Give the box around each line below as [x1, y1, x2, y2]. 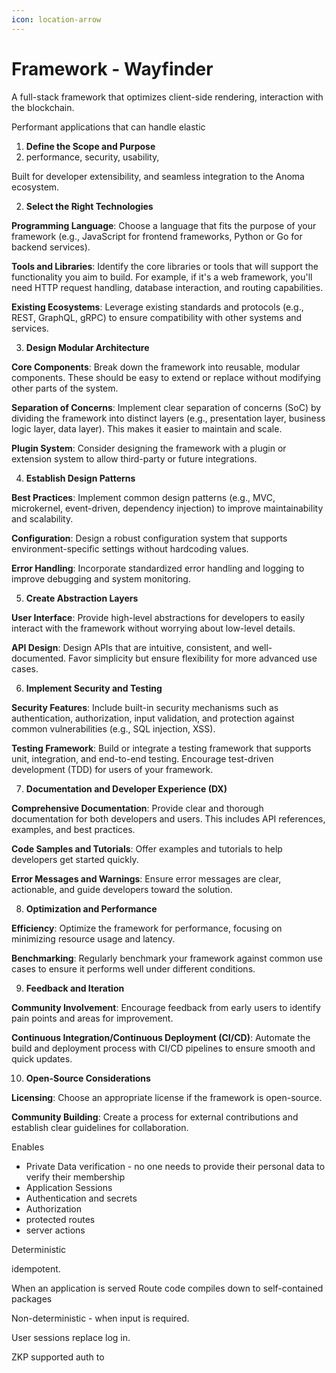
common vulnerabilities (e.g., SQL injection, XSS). [11, 722, 216, 735]
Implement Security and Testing [25, 682, 163, 694]
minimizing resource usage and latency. [11, 932, 176, 945]
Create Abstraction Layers [25, 592, 139, 604]
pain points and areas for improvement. [11, 1012, 174, 1024]
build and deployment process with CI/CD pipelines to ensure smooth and [11, 1042, 316, 1054]
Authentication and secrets [25, 1192, 138, 1204]
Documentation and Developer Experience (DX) [25, 782, 228, 795]
